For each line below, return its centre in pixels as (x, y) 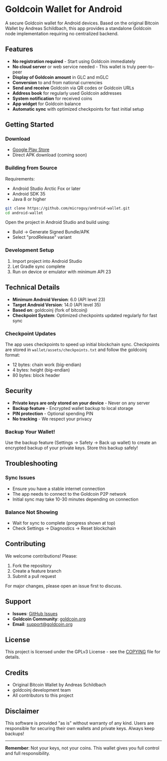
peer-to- (146, 66)
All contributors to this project (43, 695)
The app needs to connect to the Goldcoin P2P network (69, 494)
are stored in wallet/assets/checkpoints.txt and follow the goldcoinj (76, 350)
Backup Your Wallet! (30, 431)
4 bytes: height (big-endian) (41, 370)
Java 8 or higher (29, 199)
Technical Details (33, 287)
